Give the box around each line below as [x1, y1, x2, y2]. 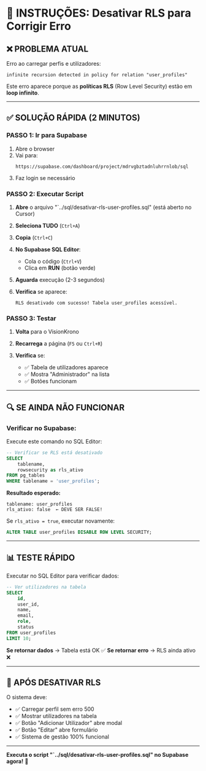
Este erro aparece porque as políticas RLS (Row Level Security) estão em [6, 83, 193, 90]
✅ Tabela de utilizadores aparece [24, 364, 109, 371]
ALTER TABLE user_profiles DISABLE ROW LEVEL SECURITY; [6, 529, 152, 536]
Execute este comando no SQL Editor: [6, 437, 102, 445]
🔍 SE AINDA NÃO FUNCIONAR [6, 402, 124, 413]
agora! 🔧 [6, 757, 29, 765]
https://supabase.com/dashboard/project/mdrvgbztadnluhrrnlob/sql [15, 163, 189, 170]
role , [17, 618, 32, 625]
